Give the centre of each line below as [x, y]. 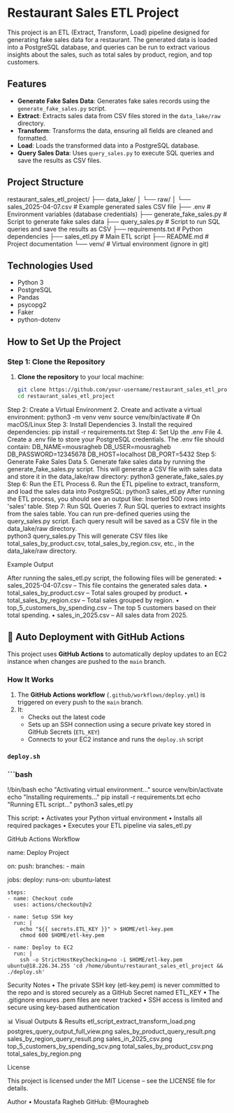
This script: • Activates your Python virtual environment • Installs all [105, 818]
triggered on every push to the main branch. [80, 702]
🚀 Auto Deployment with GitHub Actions [96, 637]
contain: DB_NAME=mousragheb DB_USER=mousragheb [89, 446]
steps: [17, 893]
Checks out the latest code [67, 717]
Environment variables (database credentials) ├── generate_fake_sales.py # [117, 214]
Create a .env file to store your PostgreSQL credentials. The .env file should [116, 439]
